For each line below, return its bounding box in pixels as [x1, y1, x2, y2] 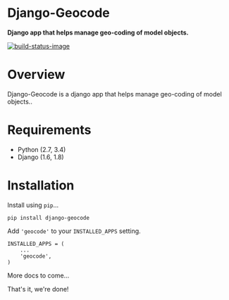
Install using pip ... [7, 201, 59, 209]
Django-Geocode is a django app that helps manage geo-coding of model [7, 89, 222, 98]
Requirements [7, 122, 92, 138]
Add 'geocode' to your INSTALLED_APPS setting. [7, 227, 141, 235]
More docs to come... [7, 271, 70, 280]
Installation [7, 177, 75, 193]
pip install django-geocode [7, 214, 90, 221]
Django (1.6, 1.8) [17, 153, 65, 161]
